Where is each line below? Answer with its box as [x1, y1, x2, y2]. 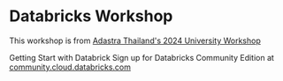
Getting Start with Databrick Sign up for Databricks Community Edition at [9, 52, 274, 63]
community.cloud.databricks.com [9, 62, 131, 72]
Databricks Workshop [9, 6, 173, 26]
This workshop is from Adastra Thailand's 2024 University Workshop [9, 35, 261, 46]
